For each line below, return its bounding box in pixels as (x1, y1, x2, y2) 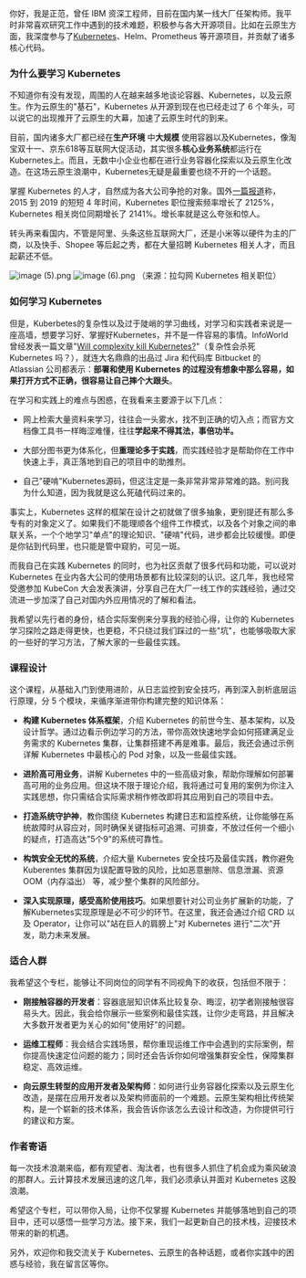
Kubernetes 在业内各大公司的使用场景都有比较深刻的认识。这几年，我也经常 (9, 571, 294, 582)
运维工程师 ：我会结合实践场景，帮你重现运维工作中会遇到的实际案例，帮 (22, 1039, 294, 1050)
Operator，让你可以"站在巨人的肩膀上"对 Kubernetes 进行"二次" (33, 917, 273, 929)
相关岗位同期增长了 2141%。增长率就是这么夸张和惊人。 (54, 208, 266, 219)
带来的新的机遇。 (9, 1228, 74, 1239)
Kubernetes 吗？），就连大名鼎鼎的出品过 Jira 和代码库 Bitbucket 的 (9, 352, 261, 363)
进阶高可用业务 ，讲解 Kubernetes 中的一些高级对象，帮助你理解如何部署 (22, 768, 294, 779)
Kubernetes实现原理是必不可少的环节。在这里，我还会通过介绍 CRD (30, 906, 285, 917)
